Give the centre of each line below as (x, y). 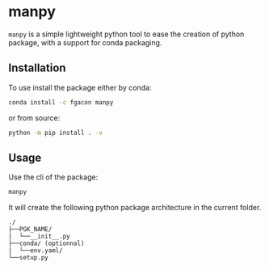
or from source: (34, 118)
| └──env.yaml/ (36, 251)
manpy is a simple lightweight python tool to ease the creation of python (126, 34)
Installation (37, 68)
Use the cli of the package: (53, 177)
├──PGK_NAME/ (30, 230)
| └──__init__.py (39, 237)
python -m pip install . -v (56, 133)
